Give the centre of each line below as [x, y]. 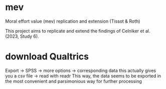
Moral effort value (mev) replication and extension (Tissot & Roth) [73, 21]
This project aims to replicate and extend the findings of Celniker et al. [78, 31]
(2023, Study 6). [22, 36]
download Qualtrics [47, 57]
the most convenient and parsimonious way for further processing [73, 81]
